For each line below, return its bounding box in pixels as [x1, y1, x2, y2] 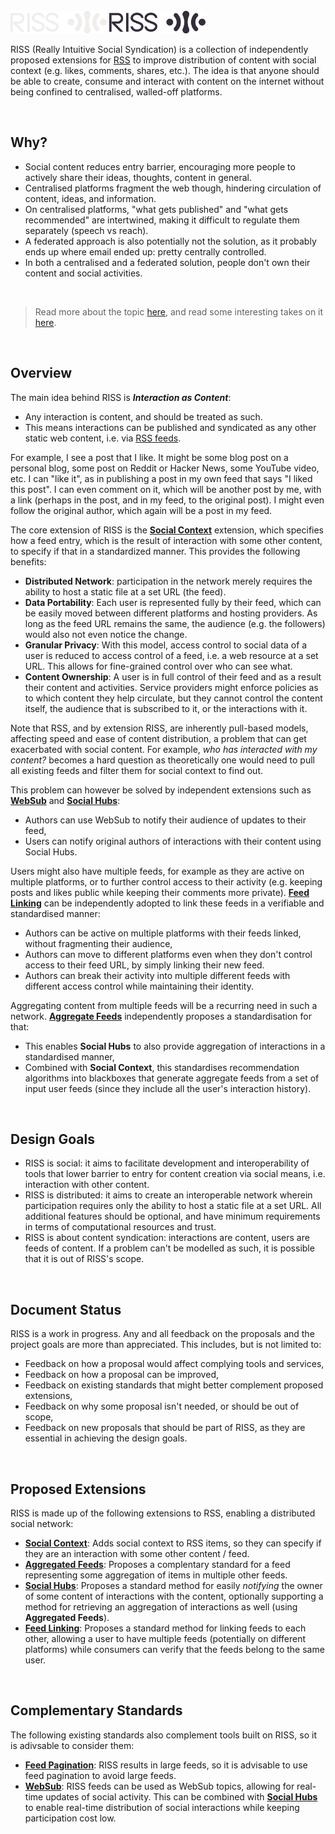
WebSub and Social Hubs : [10, 794, 121, 806]
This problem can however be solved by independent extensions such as [10, 784, 312, 796]
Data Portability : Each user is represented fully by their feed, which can [24, 596, 322, 608]
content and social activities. [24, 267, 143, 279]
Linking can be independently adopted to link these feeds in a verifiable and [10, 897, 325, 909]
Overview [10, 365, 73, 382]
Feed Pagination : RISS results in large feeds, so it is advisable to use [24, 1759, 308, 1771]
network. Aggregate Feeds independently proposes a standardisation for [10, 1010, 312, 1022]
